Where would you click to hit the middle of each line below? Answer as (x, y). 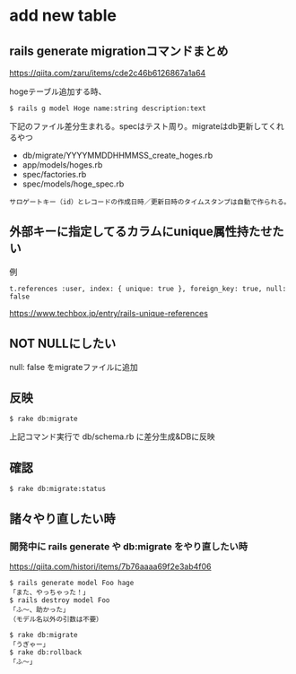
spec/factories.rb (54, 174)
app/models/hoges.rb (62, 165)
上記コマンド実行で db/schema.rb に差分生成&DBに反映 (112, 436)
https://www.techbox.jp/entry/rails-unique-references (109, 313)
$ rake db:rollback (46, 652)
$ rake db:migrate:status (57, 489)
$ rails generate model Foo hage (72, 583)
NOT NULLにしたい (63, 344)
